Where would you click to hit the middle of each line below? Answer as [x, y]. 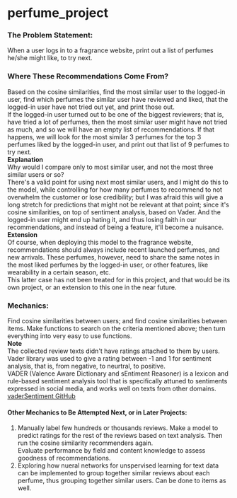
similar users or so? [36, 174]
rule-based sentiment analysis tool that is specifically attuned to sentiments [117, 381]
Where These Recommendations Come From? [88, 76]
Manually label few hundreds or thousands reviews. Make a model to [118, 428]
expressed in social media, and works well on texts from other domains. [112, 389]
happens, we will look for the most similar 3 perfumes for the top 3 [104, 137]
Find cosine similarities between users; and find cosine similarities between [117, 321]
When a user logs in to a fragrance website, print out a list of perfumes [110, 50]
